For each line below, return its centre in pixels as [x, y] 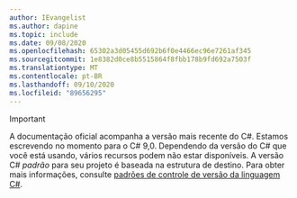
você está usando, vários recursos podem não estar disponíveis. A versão [147, 155]
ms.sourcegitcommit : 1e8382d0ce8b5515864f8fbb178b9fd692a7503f [130, 59]
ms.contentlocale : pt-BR [56, 76]
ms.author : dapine [44, 26]
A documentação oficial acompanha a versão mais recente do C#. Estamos [149, 136]
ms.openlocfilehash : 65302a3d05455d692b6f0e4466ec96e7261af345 [130, 51]
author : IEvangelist [48, 18]
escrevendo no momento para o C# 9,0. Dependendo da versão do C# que [148, 146]
